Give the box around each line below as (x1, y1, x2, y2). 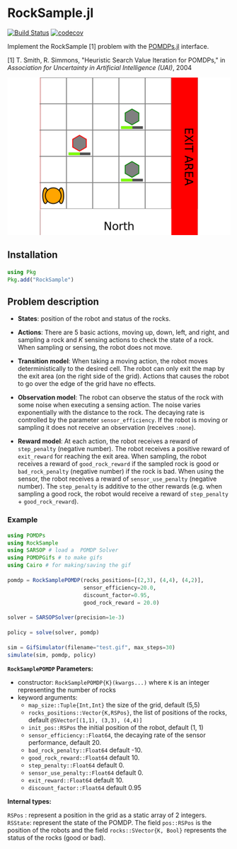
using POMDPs (7, 532, 46, 539)
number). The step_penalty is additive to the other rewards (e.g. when (17, 482, 223, 491)
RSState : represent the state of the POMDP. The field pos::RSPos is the (7, 818, 212, 826)
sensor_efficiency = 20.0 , (83, 584, 157, 591)
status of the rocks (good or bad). (7, 833, 106, 842)
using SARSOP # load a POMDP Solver (7, 547, 119, 554)
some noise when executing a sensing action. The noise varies (17, 401, 201, 409)
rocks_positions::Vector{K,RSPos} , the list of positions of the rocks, (28, 708, 228, 717)
